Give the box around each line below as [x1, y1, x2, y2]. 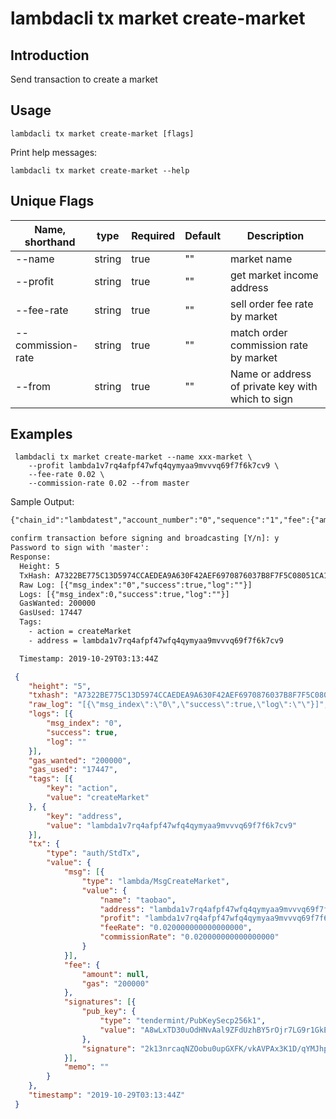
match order [230, 325, 288, 339]
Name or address [230, 367, 312, 381]
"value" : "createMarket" [46, 793, 150, 803]
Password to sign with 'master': [10, 543, 150, 553]
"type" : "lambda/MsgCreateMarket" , [81, 876, 230, 886]
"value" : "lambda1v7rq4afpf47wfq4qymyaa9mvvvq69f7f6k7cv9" [46, 820, 298, 831]
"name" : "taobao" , [99, 895, 177, 905]
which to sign [230, 392, 293, 406]
